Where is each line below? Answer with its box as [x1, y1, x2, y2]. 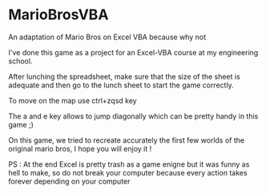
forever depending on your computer [8, 176, 131, 186]
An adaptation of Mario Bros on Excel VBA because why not [8, 32, 207, 42]
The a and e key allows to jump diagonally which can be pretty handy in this [8, 111, 259, 121]
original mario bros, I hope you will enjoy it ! [8, 143, 152, 153]
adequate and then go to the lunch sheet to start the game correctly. [8, 80, 234, 90]
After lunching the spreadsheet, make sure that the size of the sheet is [8, 71, 240, 81]
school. [8, 56, 33, 66]
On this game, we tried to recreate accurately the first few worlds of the [8, 135, 245, 145]
